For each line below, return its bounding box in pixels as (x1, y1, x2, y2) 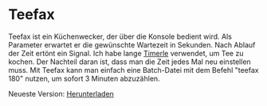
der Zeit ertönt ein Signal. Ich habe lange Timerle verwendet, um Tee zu (8, 48, 244, 58)
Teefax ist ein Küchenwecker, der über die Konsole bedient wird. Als (8, 32, 233, 41)
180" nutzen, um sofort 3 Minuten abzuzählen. (8, 74, 161, 83)
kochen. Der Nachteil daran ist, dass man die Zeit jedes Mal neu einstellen (8, 57, 251, 66)
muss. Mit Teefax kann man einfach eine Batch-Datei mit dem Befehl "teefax (8, 65, 259, 74)
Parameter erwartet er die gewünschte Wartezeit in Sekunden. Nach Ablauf (8, 40, 256, 49)
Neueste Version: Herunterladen (8, 89, 114, 98)
